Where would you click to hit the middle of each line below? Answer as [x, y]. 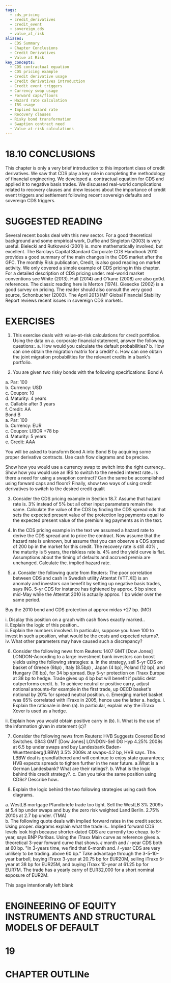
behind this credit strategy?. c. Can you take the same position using [84, 774]
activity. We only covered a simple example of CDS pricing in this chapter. [83, 268]
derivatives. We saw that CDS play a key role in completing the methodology [85, 174]
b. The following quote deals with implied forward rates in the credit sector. [84, 821]
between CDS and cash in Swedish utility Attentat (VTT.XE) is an [80, 578]
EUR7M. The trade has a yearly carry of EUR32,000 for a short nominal [80, 870]
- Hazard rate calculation [38, 100]
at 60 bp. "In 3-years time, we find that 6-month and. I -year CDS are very [83, 848]
